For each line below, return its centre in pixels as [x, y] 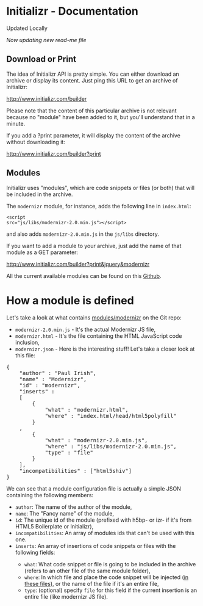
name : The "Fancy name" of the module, [65, 513]
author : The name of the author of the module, [73, 507]
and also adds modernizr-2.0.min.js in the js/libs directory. [83, 234]
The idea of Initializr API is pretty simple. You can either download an [93, 74]
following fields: [35, 552]
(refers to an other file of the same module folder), [87, 571]
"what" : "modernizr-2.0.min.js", [96, 440]
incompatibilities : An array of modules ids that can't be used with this [105, 533]
